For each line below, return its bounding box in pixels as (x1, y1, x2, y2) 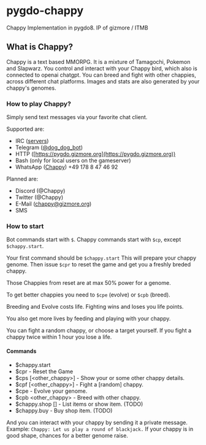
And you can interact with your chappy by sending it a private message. (6, 419, 188, 426)
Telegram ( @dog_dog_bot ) (15, 144, 83, 151)
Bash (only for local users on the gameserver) (15, 157, 131, 164)
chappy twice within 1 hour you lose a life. (6, 333, 112, 341)
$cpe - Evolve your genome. (15, 387, 88, 395)
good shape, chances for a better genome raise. (6, 431, 129, 439)
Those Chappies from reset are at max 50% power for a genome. (6, 279, 171, 287)
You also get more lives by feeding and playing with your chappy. (6, 315, 171, 322)
